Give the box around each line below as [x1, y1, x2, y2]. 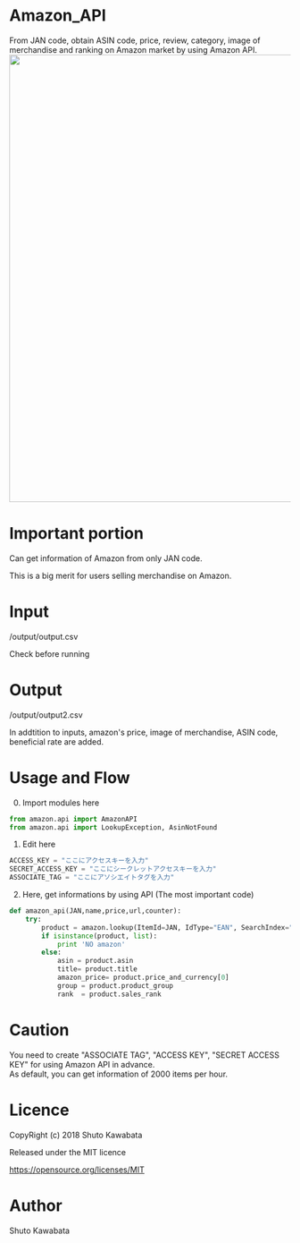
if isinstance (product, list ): [41, 932, 158, 941]
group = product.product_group [56, 981, 174, 990]
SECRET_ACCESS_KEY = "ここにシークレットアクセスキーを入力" [9, 864, 217, 873]
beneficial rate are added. [9, 736, 104, 747]
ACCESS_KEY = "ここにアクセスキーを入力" [9, 856, 149, 865]
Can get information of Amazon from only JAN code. [9, 552, 203, 564]
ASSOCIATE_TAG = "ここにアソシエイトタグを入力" [9, 873, 175, 882]
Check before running [9, 648, 90, 659]
